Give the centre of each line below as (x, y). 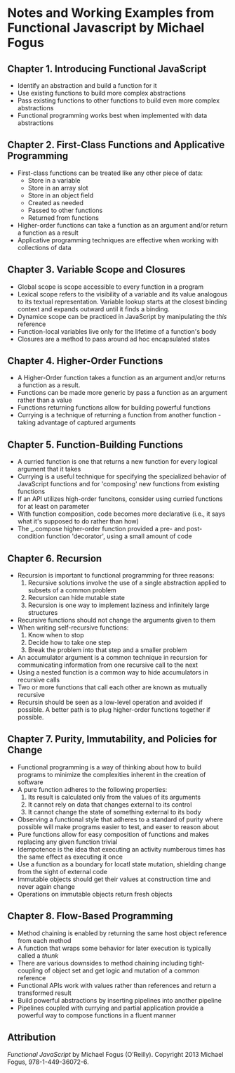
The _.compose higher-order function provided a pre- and (101, 529)
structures (43, 613)
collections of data (44, 247)
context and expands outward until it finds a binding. (93, 309)
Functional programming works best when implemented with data (112, 115)
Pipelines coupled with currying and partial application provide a (110, 1008)
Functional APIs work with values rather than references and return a (117, 985)
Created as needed (56, 202)
